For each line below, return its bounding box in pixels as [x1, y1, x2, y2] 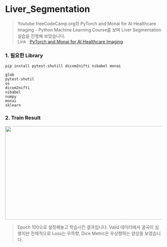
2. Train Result [5, 115, 41, 122]
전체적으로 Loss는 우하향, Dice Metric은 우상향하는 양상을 [30, 230, 144, 236]
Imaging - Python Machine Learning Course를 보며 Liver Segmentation [17, 26, 162, 33]
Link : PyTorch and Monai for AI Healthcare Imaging [17, 38, 123, 44]
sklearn [5, 103, 21, 108]
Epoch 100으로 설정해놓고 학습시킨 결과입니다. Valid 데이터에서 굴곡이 [17, 224, 154, 230]
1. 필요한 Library [5, 52, 43, 59]
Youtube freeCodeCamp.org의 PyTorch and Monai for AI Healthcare [17, 20, 157, 26]
